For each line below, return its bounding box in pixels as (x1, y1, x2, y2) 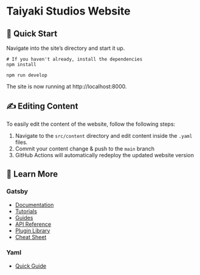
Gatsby (6, 187, 29, 195)
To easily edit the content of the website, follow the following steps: (6, 120, 176, 127)
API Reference (15, 220, 52, 228)
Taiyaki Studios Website (6, 4, 131, 18)
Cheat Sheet (15, 233, 47, 240)
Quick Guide (15, 262, 47, 270)
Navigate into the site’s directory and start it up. (6, 44, 125, 52)
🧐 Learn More (6, 169, 58, 180)
